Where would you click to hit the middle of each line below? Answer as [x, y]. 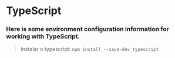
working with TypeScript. [43, 36]
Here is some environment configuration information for [87, 29]
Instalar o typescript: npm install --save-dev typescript [90, 49]
